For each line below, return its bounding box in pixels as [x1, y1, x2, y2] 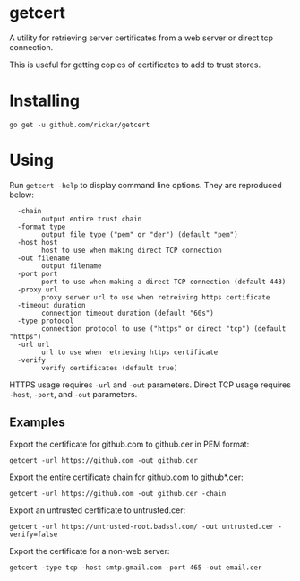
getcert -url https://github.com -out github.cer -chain [9, 489, 227, 498]
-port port [17, 269, 58, 278]
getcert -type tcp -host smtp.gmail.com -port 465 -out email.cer [9, 563, 262, 572]
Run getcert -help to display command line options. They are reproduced [9, 179, 282, 190]
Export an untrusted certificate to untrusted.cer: [9, 505, 186, 516]
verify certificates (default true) [41, 363, 178, 372]
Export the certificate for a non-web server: [9, 545, 170, 556]
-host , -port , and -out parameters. [9, 388, 138, 399]
